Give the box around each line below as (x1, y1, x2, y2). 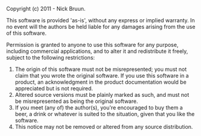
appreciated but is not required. (14, 85, 93, 92)
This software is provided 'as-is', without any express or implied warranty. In (6, 17, 195, 23)
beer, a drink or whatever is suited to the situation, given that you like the (14, 111, 195, 117)
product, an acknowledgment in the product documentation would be (14, 78, 187, 85)
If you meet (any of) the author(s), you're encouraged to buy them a (14, 104, 183, 111)
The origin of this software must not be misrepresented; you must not (14, 66, 187, 73)
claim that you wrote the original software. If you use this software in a (14, 72, 189, 79)
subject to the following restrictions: (6, 54, 95, 61)
